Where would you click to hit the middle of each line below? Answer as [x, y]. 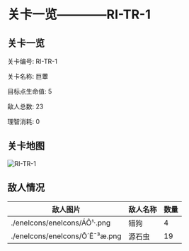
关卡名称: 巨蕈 [28, 76]
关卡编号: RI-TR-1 [33, 61]
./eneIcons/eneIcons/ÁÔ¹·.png [61, 223]
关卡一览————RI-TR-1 [79, 15]
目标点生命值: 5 [30, 91]
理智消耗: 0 [24, 122]
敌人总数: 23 [25, 106]
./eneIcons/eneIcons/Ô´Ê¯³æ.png [66, 236]
